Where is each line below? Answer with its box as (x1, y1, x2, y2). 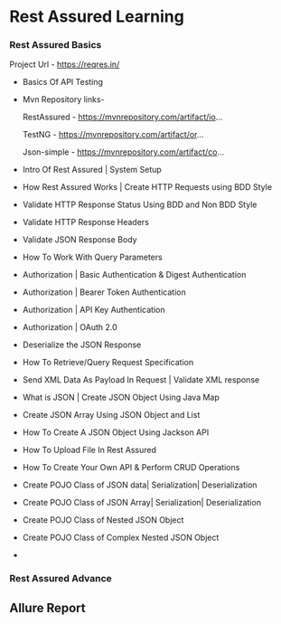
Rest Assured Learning (9, 6, 185, 27)
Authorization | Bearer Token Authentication (22, 287, 187, 298)
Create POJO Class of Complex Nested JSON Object (22, 532, 220, 544)
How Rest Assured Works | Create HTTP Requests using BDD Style (22, 182, 273, 193)
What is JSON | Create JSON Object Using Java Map (22, 392, 220, 403)
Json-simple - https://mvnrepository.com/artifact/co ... (22, 147, 225, 157)
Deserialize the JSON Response (22, 339, 142, 350)
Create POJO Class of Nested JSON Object (22, 515, 184, 525)
